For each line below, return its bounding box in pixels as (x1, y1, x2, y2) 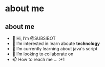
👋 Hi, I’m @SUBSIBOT (12, 35, 56, 41)
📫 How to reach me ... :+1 (12, 57, 65, 62)
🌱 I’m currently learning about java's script (12, 46, 98, 51)
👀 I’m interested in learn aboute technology (12, 41, 100, 46)
